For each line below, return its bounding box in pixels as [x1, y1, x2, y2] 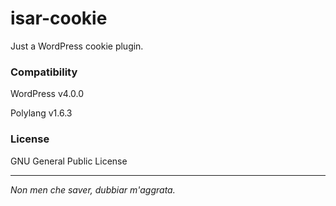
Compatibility [10, 65, 78, 79]
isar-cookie [10, 7, 108, 30]
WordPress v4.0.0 [10, 88, 85, 100]
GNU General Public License [10, 155, 128, 167]
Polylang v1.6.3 [10, 107, 73, 119]
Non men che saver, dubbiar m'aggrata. [10, 183, 176, 196]
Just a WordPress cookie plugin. [10, 40, 144, 52]
